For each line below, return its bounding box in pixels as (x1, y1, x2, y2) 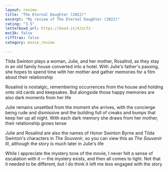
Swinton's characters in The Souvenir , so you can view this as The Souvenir (5, 135, 162, 141)
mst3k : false (5, 31, 33, 36)
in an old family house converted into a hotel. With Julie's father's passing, (5, 63, 159, 69)
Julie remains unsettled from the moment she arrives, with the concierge (5, 104, 155, 110)
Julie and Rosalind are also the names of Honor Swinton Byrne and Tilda (5, 130, 154, 136)
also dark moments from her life (5, 94, 71, 100)
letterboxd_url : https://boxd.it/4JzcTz (5, 26, 91, 31)
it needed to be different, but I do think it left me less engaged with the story (5, 161, 162, 167)
